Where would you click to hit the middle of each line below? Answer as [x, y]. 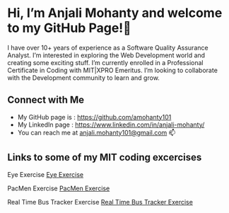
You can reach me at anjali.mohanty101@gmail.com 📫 [96, 132]
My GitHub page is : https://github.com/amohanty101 [94, 117]
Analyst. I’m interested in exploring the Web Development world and [106, 55]
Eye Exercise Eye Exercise [45, 174]
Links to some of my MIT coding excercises [105, 157]
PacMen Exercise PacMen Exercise [59, 188]
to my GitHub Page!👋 [70, 28]
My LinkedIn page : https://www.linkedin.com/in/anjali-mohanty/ [111, 125]
